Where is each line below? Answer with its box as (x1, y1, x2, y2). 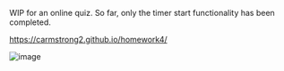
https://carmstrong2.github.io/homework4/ (9, 35, 168, 44)
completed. (9, 17, 51, 28)
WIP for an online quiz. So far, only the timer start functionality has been (9, 8, 275, 18)
